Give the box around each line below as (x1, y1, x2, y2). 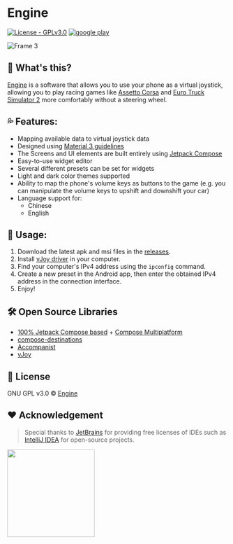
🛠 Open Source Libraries (7, 306, 119, 318)
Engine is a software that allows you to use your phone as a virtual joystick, (7, 81, 223, 89)
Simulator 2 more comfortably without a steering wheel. (7, 95, 167, 104)
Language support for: (17, 194, 82, 202)
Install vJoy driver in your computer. (17, 255, 121, 263)
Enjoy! (17, 285, 36, 293)
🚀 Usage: (7, 229, 47, 241)
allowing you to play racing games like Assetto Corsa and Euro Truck (7, 88, 204, 96)
